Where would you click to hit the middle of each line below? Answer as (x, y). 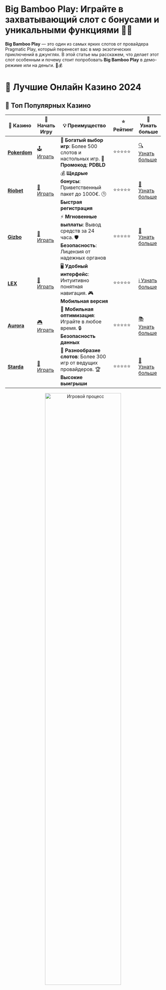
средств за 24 (77, 230)
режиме (14, 65)
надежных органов (83, 258)
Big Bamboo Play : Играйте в (64, 9)
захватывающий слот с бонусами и (82, 20)
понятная (71, 286)
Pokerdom (20, 152)
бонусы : (70, 181)
